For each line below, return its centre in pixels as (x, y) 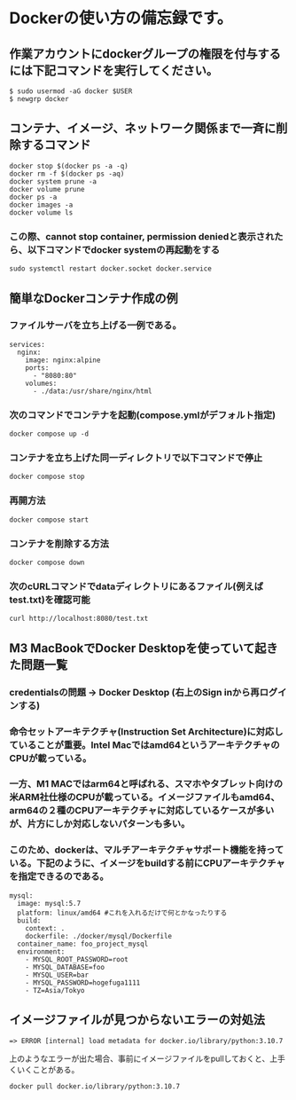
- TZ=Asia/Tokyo (55, 990)
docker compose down (47, 562)
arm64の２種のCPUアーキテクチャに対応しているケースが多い (142, 811)
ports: (37, 368)
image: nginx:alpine (63, 360)
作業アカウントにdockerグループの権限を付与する (145, 54)
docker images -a (41, 205)
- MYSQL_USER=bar (57, 975)
